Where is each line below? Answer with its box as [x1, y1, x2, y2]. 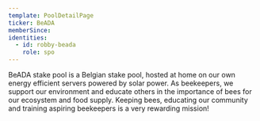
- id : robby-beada [15, 41, 77, 49]
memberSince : [8, 26, 52, 34]
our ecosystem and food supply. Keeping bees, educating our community [8, 96, 248, 104]
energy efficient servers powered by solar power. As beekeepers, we [8, 78, 234, 88]
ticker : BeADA [8, 19, 55, 27]
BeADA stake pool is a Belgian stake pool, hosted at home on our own [8, 70, 236, 79]
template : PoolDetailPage [8, 11, 94, 20]
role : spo [22, 48, 55, 56]
